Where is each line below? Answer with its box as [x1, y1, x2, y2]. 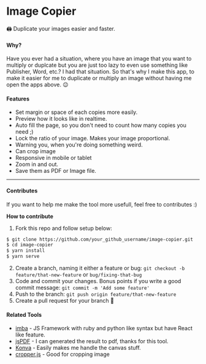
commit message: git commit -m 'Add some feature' [15, 284, 150, 292]
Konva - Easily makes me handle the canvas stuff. [15, 344, 141, 352]
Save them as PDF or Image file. [15, 167, 97, 175]
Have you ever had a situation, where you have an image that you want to [6, 55, 192, 63]
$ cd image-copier [6, 242, 53, 248]
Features [6, 95, 29, 102]
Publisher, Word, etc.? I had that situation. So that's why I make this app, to [6, 68, 195, 75]
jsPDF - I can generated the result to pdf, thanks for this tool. [15, 338, 169, 345]
